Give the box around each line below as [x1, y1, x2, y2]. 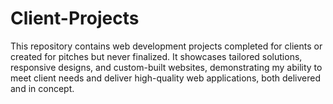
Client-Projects [10, 7, 140, 30]
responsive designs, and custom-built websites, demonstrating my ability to [10, 61, 323, 73]
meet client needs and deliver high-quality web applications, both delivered [10, 72, 322, 84]
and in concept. [10, 82, 75, 94]
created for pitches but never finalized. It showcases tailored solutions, [10, 50, 303, 62]
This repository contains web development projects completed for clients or [10, 40, 323, 52]
